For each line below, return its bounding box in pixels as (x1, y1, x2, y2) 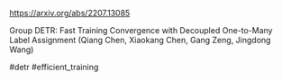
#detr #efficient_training (9, 62, 99, 72)
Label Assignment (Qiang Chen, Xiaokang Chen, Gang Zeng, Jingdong (9, 35, 271, 45)
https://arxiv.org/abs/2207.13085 (9, 8, 131, 18)
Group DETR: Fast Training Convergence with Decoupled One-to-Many (9, 25, 273, 35)
